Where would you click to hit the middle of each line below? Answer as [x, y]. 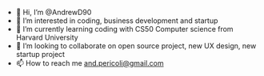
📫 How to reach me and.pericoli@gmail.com [90, 63]
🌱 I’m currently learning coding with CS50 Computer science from [124, 29]
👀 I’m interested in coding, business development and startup [117, 21]
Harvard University [47, 37]
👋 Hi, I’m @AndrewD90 [54, 12]
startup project [40, 54]
